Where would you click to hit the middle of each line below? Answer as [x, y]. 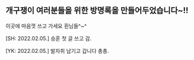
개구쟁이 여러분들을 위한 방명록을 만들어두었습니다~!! [97, 11]
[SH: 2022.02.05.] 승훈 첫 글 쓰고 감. [49, 38]
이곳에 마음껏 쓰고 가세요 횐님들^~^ [46, 26]
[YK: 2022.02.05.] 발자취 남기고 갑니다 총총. [57, 51]
